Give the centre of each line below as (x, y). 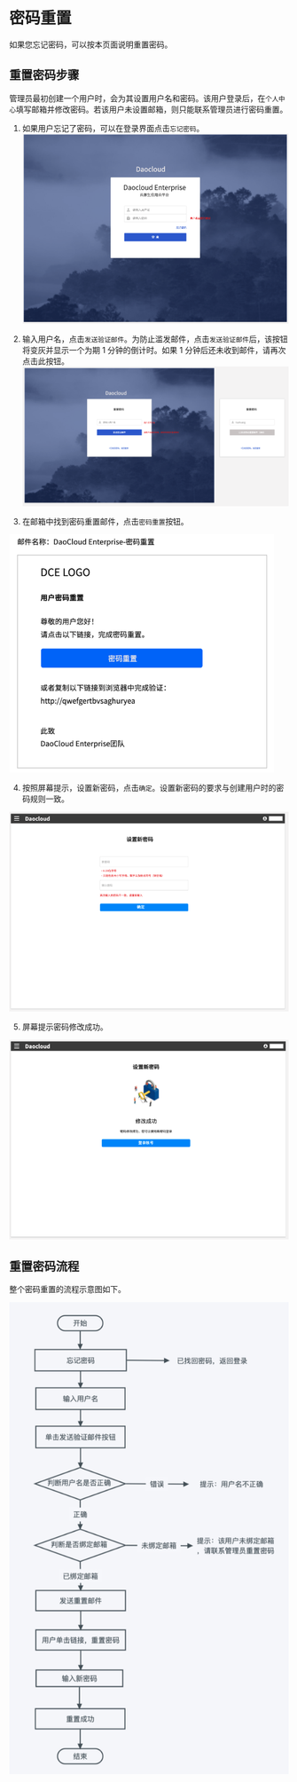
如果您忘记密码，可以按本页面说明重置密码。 (91, 44)
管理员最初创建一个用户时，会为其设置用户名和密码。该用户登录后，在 (137, 98)
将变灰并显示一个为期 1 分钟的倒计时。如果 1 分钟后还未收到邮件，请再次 (154, 350)
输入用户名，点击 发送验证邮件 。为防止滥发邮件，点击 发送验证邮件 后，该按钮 (155, 339)
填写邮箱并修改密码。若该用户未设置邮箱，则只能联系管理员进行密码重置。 (152, 109)
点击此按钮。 (45, 361)
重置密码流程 (44, 1266)
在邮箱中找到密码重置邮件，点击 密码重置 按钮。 (105, 522)
